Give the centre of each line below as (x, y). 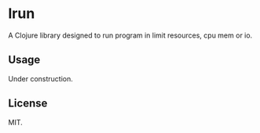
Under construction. (40, 78)
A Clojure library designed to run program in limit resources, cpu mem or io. (130, 35)
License (28, 104)
